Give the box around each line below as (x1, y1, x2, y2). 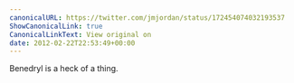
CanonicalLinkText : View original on (9, 30, 152, 39)
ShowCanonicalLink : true (9, 22, 103, 31)
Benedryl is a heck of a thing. (9, 63, 119, 74)
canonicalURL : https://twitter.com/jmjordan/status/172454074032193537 (9, 13, 285, 23)
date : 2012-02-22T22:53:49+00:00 (9, 38, 136, 48)
